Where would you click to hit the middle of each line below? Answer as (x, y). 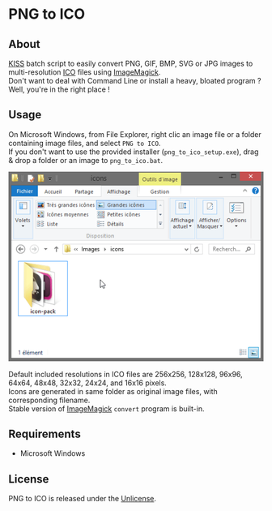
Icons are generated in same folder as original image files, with (113, 391)
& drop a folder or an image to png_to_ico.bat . (86, 160)
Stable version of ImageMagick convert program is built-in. (106, 408)
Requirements (45, 434)
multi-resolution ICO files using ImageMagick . (85, 72)
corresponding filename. (49, 400)
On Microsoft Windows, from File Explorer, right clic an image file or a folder (135, 134)
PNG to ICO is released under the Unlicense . (82, 499)
